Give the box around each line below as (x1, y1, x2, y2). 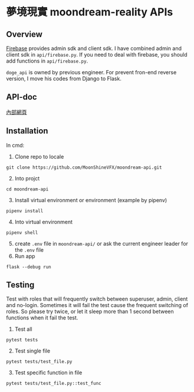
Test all (14, 325, 32, 333)
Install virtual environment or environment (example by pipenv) (14, 196, 167, 203)
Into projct (14, 174, 40, 182)
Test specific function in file (14, 369, 83, 376)
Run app (14, 252, 35, 259)
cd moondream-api (6, 186, 49, 192)
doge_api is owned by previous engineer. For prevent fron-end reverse (6, 69, 177, 75)
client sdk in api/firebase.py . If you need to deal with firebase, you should (6, 51, 188, 58)
